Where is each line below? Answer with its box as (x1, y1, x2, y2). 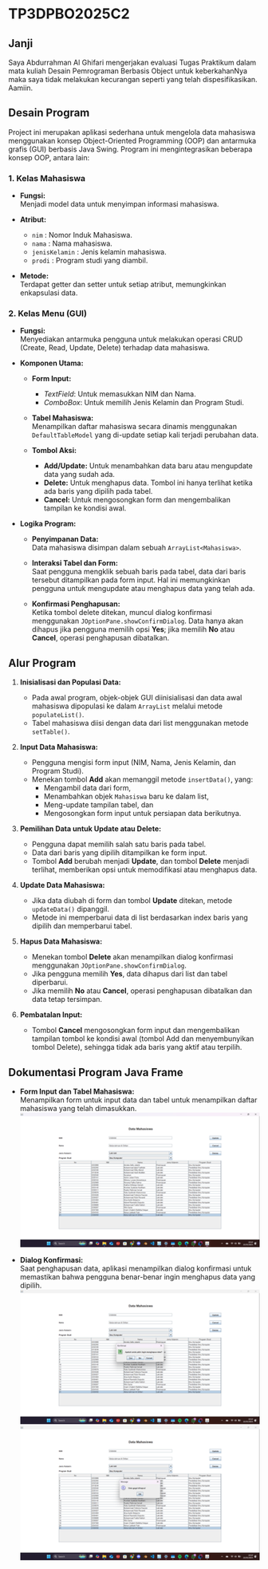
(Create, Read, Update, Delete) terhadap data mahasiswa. (19, 343, 210, 353)
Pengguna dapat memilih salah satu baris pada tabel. (31, 839, 207, 850)
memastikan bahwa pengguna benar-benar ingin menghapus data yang (19, 1272, 256, 1282)
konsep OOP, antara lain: (8, 152, 90, 162)
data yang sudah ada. (43, 470, 116, 479)
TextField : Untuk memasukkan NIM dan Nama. (43, 389, 197, 399)
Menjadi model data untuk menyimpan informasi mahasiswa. (19, 199, 219, 209)
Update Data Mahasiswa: (19, 881, 105, 890)
